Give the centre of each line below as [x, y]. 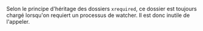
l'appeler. [18, 22]
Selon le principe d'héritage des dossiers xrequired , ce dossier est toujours [102, 9]
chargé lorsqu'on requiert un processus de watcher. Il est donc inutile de [98, 15]
